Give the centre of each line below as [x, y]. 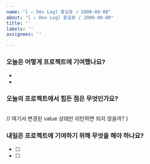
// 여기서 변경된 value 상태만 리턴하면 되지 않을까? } [67, 118]
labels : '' [20, 29]
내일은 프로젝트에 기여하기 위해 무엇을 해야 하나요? [75, 136]
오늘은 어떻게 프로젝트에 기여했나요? [56, 62]
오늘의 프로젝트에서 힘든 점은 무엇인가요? [62, 99]
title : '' [19, 23]
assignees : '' [24, 34]
